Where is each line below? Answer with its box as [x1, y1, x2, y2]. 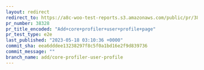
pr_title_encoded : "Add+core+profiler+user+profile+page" [5, 26, 156, 32]
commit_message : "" [5, 49, 55, 55]
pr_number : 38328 [5, 20, 50, 26]
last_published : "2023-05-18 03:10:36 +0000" [5, 37, 123, 43]
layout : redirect [5, 9, 50, 15]
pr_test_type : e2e [5, 32, 52, 38]
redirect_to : [5, 15, 39, 21]
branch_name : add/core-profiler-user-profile [5, 54, 123, 60]
